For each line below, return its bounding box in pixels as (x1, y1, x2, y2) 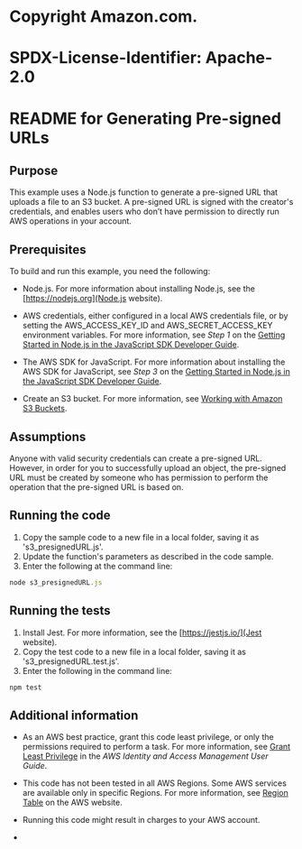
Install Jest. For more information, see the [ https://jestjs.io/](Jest (22, 627, 262, 638)
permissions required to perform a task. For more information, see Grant (22, 742, 291, 752)
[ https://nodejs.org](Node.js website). (22, 293, 163, 304)
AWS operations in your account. (9, 216, 133, 226)
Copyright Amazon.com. (9, 6, 198, 27)
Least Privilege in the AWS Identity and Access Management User (22, 751, 269, 761)
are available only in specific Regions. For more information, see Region (22, 788, 288, 798)
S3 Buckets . (22, 403, 68, 414)
